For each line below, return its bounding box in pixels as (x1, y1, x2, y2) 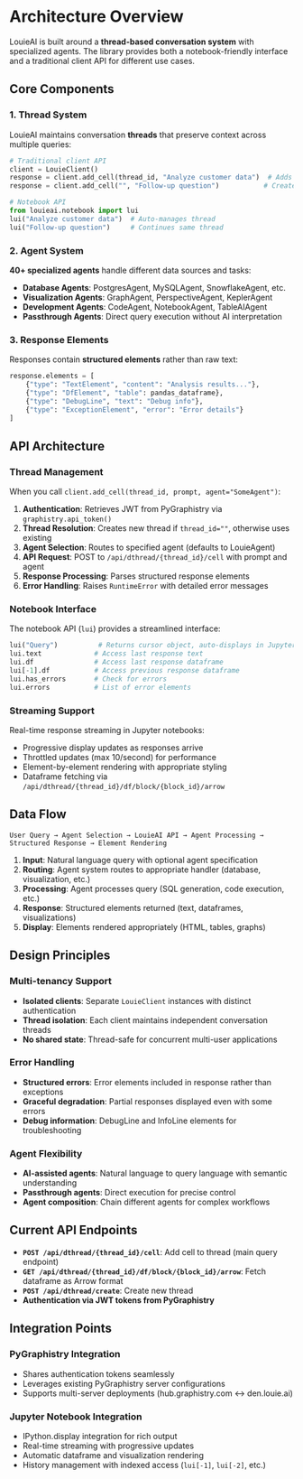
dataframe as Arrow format (22, 1275, 124, 1286)
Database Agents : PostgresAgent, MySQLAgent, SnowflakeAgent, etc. (22, 282, 286, 293)
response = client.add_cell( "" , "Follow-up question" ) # (9, 181, 269, 191)
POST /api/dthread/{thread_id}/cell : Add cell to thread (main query (22, 1246, 278, 1257)
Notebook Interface (9, 603, 97, 616)
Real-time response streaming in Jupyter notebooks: (9, 725, 205, 735)
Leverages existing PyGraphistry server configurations (22, 1378, 225, 1389)
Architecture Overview (9, 6, 184, 27)
